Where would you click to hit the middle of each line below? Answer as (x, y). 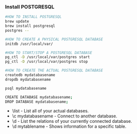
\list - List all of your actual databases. (50, 111)
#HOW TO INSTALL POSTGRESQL (34, 17)
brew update (17, 21)
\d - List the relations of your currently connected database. (72, 121)
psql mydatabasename (26, 88)
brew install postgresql (30, 26)
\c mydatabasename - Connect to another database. (65, 116)
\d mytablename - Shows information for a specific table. (69, 126)
